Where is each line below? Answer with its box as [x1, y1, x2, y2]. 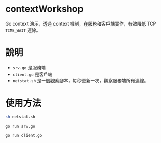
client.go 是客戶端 [12, 71, 53, 77]
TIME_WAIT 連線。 [5, 27, 41, 33]
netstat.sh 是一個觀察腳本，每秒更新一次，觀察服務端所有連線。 [12, 77, 149, 83]
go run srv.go [5, 124, 36, 129]
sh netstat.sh [5, 114, 36, 120]
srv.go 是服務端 [12, 64, 46, 70]
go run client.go [5, 133, 42, 138]
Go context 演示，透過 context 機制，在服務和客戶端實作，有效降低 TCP [5, 20, 156, 27]
